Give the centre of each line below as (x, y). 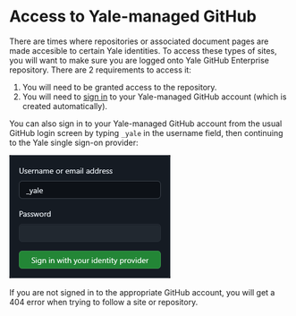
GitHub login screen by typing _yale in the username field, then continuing (146, 132)
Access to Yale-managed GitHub (133, 17)
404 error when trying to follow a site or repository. (104, 302)
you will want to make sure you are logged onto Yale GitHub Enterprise (140, 60)
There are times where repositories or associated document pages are (139, 41)
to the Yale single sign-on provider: (74, 142)
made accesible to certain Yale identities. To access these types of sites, (143, 50)
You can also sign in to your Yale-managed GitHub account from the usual (146, 124)
